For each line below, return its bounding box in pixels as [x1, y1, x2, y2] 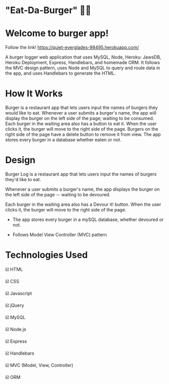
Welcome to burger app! [5, 28, 109, 39]
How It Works [5, 88, 63, 99]
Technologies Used [5, 249, 88, 261]
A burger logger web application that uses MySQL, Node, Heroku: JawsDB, [5, 54, 161, 60]
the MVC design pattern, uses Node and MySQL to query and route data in [5, 65, 160, 71]
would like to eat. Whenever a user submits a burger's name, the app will [5, 110, 156, 116]
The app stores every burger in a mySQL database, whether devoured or [12, 216, 164, 223]
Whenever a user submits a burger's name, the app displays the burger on [5, 186, 160, 192]
